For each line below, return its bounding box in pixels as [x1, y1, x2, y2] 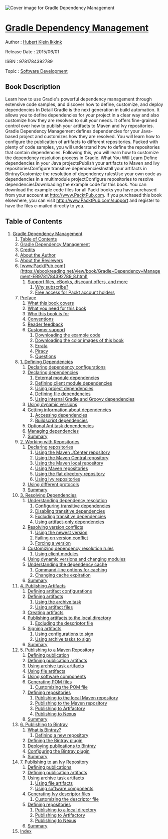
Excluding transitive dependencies [35, 513, 106, 519]
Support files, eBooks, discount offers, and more [27, 279, 128, 285]
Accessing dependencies [35, 412, 88, 418]
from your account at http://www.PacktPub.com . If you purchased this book [5, 192, 162, 198]
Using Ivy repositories [35, 476, 80, 482]
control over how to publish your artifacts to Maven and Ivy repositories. [5, 123, 154, 129]
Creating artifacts [27, 609, 64, 615]
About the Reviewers [20, 257, 63, 263]
